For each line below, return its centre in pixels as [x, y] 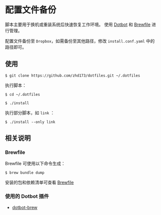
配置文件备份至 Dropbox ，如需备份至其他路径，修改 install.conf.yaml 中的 [80, 41]
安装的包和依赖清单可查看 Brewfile [39, 183]
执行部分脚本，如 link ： [30, 112]
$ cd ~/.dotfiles [23, 94]
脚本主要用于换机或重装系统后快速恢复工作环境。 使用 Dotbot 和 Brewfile [78, 24]
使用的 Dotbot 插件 [27, 196]
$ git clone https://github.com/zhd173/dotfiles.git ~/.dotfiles [72, 75]
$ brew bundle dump [25, 173]
